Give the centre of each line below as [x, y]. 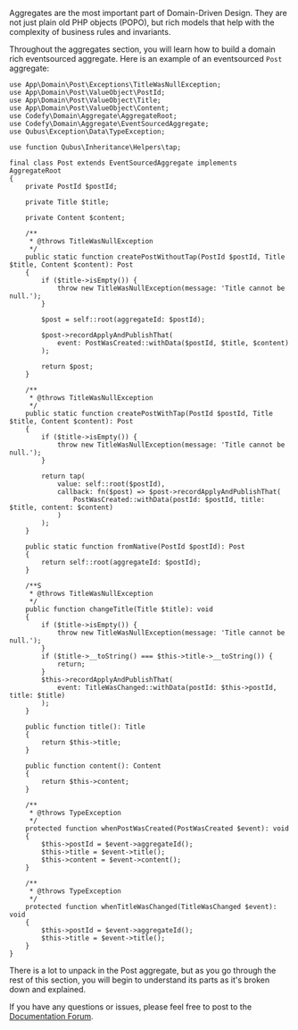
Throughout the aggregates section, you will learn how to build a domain [143, 49]
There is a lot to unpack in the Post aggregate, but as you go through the [143, 970]
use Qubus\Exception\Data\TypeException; [87, 132]
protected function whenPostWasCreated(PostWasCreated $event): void [157, 829]
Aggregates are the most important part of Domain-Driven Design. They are [148, 13]
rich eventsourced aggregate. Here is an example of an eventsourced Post [146, 59]
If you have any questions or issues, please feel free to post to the [131, 1007]
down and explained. [48, 989]
